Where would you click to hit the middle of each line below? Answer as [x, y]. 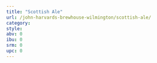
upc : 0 [14, 51]
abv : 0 [14, 34]
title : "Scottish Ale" [34, 12]
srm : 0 [14, 46]
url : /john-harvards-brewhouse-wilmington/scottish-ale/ [79, 17]
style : [14, 28]
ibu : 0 [14, 40]
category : [19, 23]
